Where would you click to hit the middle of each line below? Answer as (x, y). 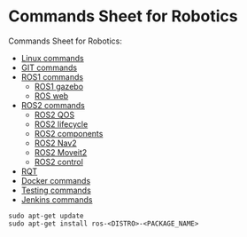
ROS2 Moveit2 (61, 152)
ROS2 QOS (54, 115)
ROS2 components (69, 133)
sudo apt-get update (46, 216)
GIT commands (49, 67)
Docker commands (56, 180)
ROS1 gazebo (59, 86)
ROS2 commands (53, 105)
